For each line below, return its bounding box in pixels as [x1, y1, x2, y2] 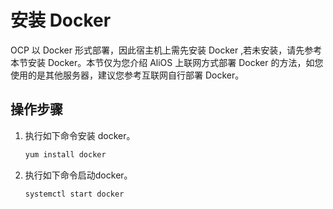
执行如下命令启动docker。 [24, 169, 133, 181]
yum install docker [24, 149, 107, 160]
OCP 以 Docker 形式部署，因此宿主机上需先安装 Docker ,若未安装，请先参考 [10, 44, 323, 56]
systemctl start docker [24, 189, 125, 199]
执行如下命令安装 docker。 [24, 129, 136, 141]
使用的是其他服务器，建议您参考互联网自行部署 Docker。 [10, 69, 245, 81]
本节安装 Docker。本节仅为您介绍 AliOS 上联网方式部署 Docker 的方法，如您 [10, 56, 324, 68]
